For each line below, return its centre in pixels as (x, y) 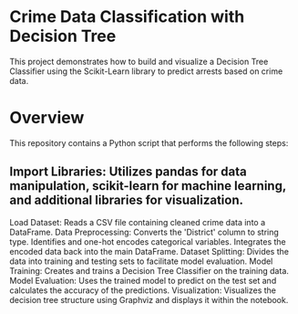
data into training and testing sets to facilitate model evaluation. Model (141, 261)
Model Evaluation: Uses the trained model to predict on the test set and (143, 280)
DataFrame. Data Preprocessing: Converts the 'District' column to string (144, 232)
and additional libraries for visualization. (127, 200)
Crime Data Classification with (127, 17)
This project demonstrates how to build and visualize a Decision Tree (139, 61)
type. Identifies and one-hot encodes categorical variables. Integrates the (148, 241)
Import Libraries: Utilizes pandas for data (128, 172)
